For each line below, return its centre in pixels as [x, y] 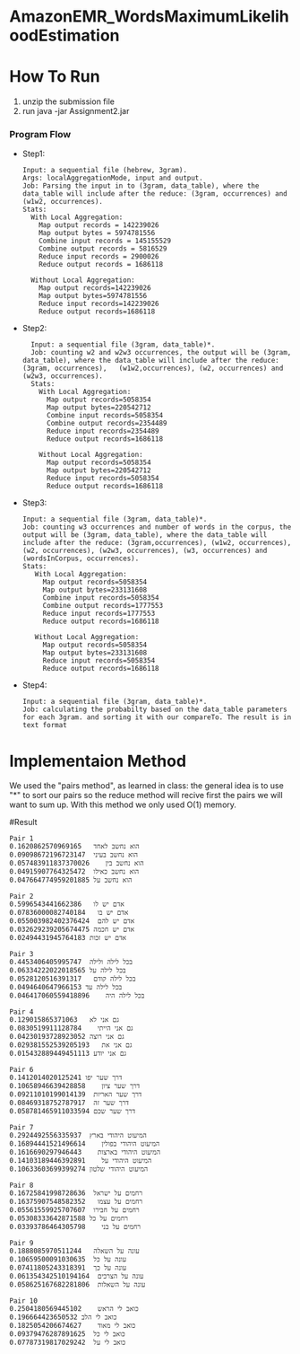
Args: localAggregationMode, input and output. [112, 178]
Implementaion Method [98, 761]
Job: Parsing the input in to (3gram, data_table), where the [141, 186]
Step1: [34, 154]
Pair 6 [21, 1070]
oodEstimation [64, 35]
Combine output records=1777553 [103, 606]
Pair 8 [21, 1186]
